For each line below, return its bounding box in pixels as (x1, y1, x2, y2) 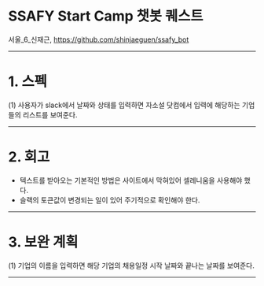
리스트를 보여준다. (22, 110, 78, 119)
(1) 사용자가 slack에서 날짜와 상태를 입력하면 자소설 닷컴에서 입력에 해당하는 (8, 100, 241, 110)
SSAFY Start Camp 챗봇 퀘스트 (8, 7, 203, 25)
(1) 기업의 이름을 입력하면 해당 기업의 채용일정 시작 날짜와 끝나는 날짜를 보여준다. (8, 261, 255, 270)
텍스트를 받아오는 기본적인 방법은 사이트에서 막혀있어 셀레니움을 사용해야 (19, 175, 243, 185)
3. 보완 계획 (8, 233, 79, 251)
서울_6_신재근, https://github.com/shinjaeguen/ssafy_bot (8, 35, 189, 44)
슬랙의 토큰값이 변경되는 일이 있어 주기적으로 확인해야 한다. (19, 195, 200, 205)
